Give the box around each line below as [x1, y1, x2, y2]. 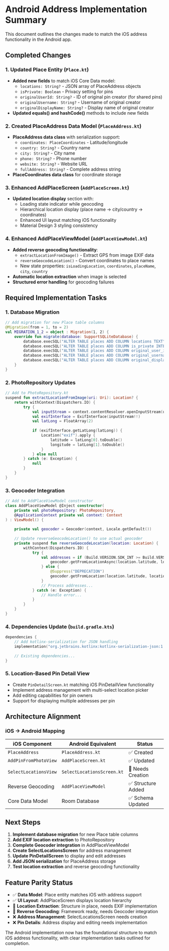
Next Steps [5, 818, 41, 827]
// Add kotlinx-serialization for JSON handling [14, 639, 118, 645]
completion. [5, 940, 30, 946]
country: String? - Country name [20, 145, 91, 151]
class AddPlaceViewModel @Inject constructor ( [5, 503, 105, 508]
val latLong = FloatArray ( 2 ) [32, 418, 94, 424]
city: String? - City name [20, 150, 75, 156]
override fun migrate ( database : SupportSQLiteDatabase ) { [14, 334, 138, 339]
